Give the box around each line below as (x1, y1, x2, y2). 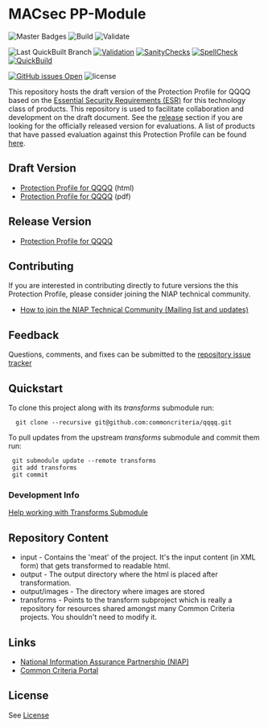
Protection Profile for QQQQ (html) (19, 183, 134, 192)
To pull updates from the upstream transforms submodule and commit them (8, 432, 260, 442)
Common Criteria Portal (19, 665, 99, 675)
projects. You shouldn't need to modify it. (19, 613, 157, 622)
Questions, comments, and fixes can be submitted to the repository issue (8, 349, 251, 359)
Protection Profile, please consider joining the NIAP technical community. (8, 289, 251, 299)
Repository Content (8, 531, 109, 544)
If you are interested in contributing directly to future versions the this (8, 281, 239, 291)
